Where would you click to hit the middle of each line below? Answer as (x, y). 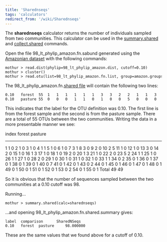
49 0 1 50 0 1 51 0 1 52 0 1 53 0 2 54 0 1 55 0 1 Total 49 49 (64, 169)
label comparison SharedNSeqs (43, 222)
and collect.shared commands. (37, 44)
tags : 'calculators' (27, 14)
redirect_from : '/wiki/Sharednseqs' (43, 19)
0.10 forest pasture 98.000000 (45, 226)
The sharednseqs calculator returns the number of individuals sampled (78, 33)
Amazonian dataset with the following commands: (56, 59)
